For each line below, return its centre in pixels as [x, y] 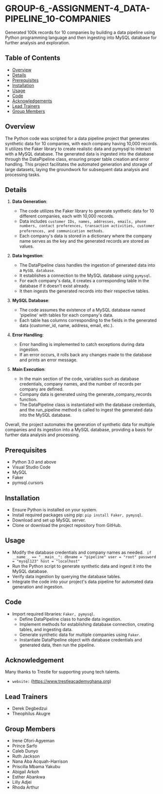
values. [27, 246]
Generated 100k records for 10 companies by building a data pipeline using [80, 32]
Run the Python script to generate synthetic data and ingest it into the [82, 566]
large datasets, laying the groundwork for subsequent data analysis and [77, 169]
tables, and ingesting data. [46, 629]
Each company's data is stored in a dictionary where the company [86, 236]
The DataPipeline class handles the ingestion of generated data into [87, 265]
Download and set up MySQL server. [49, 520]
